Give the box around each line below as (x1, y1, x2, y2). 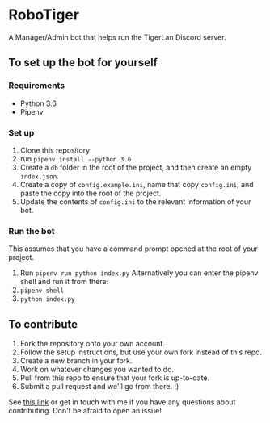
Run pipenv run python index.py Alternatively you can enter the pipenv (19, 268, 259, 278)
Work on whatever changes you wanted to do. (19, 365, 175, 375)
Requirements (8, 80, 65, 91)
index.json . (19, 171, 59, 181)
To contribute (8, 317, 78, 331)
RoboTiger (8, 6, 79, 24)
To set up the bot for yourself (8, 56, 158, 69)
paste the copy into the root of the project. (19, 188, 162, 198)
